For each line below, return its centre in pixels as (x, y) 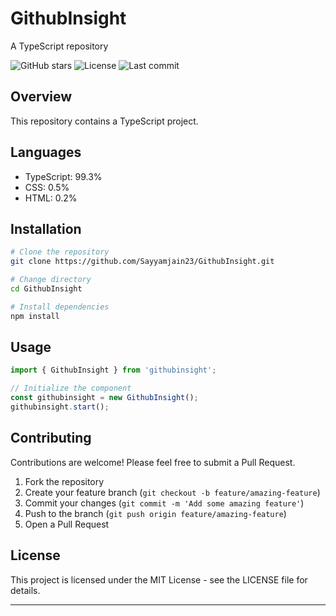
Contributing (51, 438)
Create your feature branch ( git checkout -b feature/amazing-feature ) (172, 492)
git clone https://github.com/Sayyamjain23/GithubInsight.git (142, 262)
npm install (35, 316)
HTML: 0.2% (51, 198)
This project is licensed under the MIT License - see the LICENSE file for (159, 579)
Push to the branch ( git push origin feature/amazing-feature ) (155, 513)
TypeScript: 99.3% (63, 176)
